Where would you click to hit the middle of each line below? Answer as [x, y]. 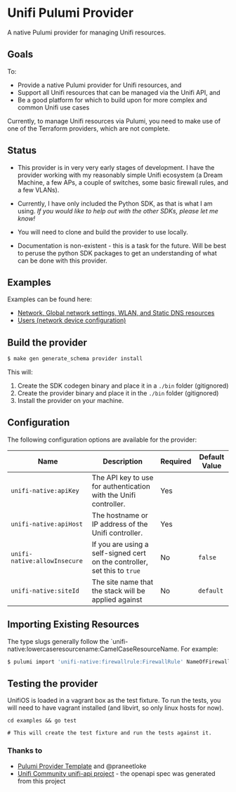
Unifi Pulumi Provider [71, 13]
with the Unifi [113, 495]
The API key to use [123, 477]
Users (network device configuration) [72, 320]
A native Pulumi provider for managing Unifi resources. [87, 32]
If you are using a [120, 544]
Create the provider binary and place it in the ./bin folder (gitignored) [118, 393]
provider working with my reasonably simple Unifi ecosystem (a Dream [120, 175]
